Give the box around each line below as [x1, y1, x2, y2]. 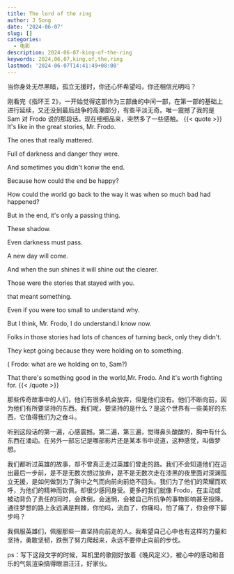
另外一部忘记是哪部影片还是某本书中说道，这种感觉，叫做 [49, 436, 214, 444]
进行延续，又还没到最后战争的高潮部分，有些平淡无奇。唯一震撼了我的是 [7, 105, 214, 114]
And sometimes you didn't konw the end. [7, 163, 125, 171]
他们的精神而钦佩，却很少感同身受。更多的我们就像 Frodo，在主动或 [25, 486, 221, 494]
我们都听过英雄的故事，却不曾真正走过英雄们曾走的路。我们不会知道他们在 [7, 459, 221, 468]
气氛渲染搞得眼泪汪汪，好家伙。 [19, 559, 111, 568]
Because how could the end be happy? [7, 176, 120, 185]
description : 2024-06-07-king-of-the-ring [7, 50, 132, 57]
